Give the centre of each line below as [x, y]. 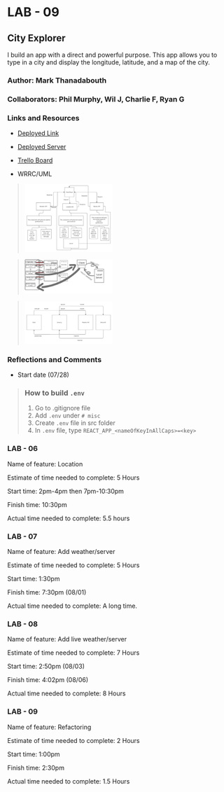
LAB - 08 [23, 624]
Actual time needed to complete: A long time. [72, 606]
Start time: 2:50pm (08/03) [46, 667]
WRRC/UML [35, 174]
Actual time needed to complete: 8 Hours [66, 693]
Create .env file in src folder [75, 423]
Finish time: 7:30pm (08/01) [47, 592]
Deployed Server [42, 147]
